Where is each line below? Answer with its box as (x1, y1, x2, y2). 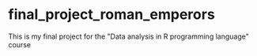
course (8, 39, 32, 49)
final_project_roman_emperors (8, 6, 215, 24)
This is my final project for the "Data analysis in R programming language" (8, 32, 249, 41)
